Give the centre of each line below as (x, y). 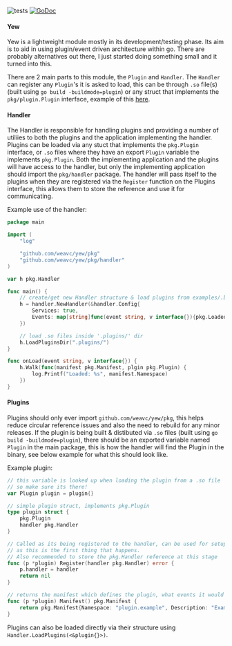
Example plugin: (30, 468)
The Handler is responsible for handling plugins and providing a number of (113, 130)
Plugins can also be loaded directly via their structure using (91, 627)
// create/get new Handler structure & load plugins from (105, 298)
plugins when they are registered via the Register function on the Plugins (111, 182)
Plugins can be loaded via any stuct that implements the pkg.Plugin (103, 145)
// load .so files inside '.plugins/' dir (81, 336)
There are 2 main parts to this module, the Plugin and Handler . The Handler (114, 77)
